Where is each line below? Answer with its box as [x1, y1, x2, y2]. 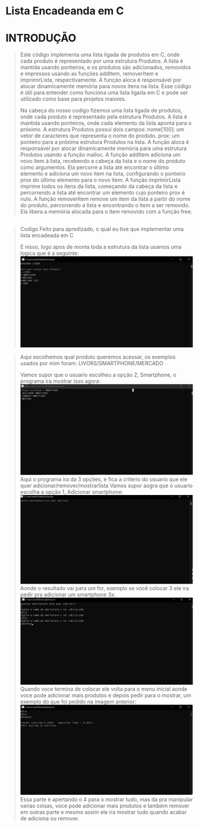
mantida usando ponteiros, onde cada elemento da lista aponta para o [20, 120, 192, 127]
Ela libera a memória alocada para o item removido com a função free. [20, 208, 192, 215]
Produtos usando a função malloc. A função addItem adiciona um [20, 151, 181, 158]
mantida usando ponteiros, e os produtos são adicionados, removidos [20, 64, 191, 71]
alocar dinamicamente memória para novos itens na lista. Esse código [20, 83, 191, 90]
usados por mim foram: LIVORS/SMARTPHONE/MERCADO [20, 359, 164, 366]
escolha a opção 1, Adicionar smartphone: [20, 488, 124, 495]
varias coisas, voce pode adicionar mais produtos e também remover [20, 802, 189, 810]
